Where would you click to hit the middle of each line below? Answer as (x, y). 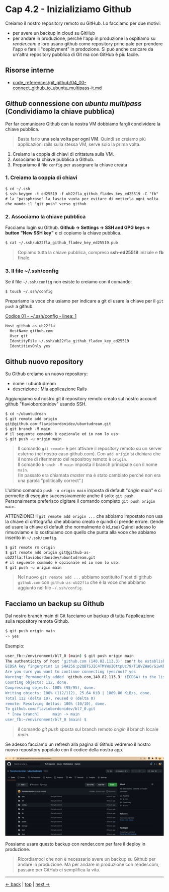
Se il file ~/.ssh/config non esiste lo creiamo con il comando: (69, 282)
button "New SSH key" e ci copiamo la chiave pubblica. (63, 233)
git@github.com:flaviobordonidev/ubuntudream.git (58, 424)
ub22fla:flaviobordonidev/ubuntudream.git (50, 558)
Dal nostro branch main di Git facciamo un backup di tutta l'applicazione (80, 616)
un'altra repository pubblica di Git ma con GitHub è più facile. (76, 54)
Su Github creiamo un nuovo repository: (47, 374)
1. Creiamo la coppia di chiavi (41, 177)
